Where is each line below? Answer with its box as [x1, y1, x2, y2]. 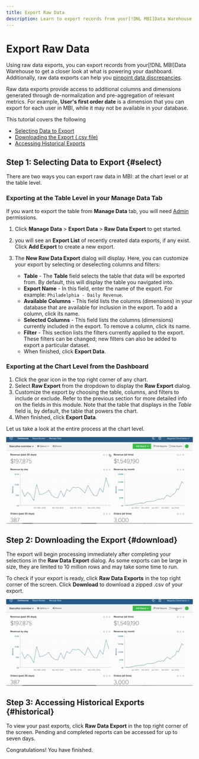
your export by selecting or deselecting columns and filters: [14, 260, 161, 268]
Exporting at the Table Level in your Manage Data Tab [6, 194, 163, 202]
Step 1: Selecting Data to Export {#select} [6, 157, 162, 167]
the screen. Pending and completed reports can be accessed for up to [6, 729, 178, 736]
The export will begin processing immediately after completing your [6, 551, 171, 558]
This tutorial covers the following [6, 116, 86, 123]
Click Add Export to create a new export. [14, 243, 115, 250]
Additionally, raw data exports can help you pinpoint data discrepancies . [6, 74, 182, 81]
